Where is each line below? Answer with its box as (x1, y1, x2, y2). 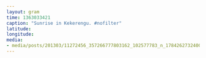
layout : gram (6, 8, 40, 15)
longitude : (6, 31, 34, 37)
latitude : (6, 25, 32, 32)
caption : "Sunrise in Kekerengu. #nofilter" (6, 20, 122, 26)
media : (6, 37, 23, 43)
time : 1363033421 (6, 14, 51, 21)
